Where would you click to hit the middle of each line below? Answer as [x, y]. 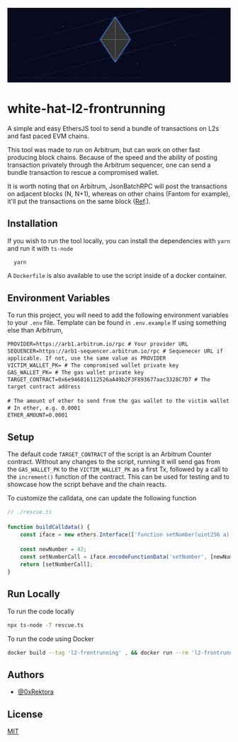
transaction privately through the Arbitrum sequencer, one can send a [109, 165]
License [25, 714]
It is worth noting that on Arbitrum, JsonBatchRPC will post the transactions [118, 186]
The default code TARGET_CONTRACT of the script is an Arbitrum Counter [109, 454]
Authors [26, 675]
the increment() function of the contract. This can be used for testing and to [119, 477]
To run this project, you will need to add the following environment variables [118, 315]
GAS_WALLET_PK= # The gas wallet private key [75, 373]
